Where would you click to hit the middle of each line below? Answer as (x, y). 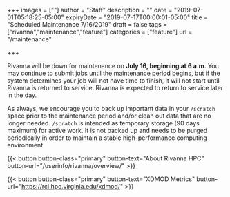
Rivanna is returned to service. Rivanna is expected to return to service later (115, 88)
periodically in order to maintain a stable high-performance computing (107, 138)
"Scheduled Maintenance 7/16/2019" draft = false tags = (87, 24)
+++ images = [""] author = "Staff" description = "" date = (90, 10)
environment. (26, 145)
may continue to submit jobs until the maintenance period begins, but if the (114, 73)
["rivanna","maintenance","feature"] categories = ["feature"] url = (100, 32)
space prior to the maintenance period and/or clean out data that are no (109, 116)
